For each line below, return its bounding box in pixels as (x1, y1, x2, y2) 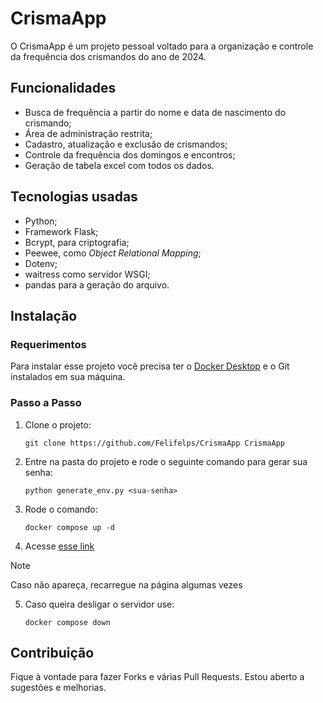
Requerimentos (10, 337, 87, 351)
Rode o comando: (24, 503, 98, 515)
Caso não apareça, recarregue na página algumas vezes (10, 578, 243, 591)
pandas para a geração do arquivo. (24, 278, 170, 291)
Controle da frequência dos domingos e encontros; (24, 148, 236, 161)
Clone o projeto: (24, 418, 92, 431)
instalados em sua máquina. (10, 371, 126, 383)
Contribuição (10, 644, 95, 661)
